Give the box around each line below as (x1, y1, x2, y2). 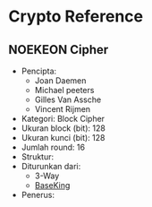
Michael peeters (34, 85, 95, 95)
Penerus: (21, 190, 55, 200)
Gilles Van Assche (34, 94, 102, 105)
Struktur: (21, 151, 55, 162)
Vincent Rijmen (34, 104, 91, 114)
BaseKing (34, 180, 71, 190)
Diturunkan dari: (21, 161, 81, 171)
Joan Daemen (34, 75, 87, 86)
